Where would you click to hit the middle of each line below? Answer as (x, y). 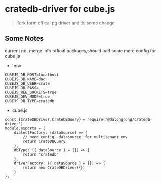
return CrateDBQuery (44, 141)
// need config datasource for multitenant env (75, 137)
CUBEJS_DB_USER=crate (28, 83)
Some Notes (24, 39)
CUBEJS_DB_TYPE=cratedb (30, 101)
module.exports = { (25, 128)
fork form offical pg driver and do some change (66, 23)
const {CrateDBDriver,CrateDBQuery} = (45, 119)
